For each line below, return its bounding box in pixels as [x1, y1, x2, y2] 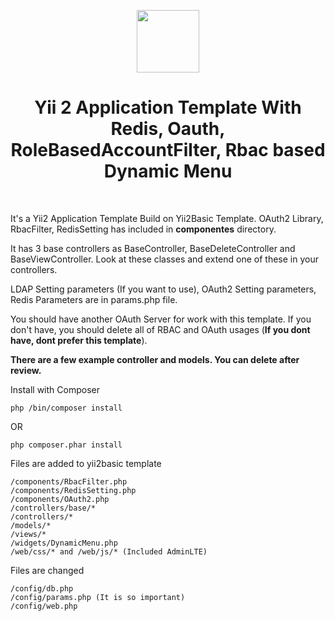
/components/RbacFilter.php [10, 476, 128, 487]
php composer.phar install [10, 440, 123, 450]
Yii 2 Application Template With [34, 96, 302, 119]
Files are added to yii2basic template [10, 457, 162, 469]
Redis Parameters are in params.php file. [10, 293, 178, 305]
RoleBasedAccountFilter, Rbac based [10, 139, 326, 162]
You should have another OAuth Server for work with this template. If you [10, 313, 312, 325]
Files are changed [10, 564, 85, 576]
